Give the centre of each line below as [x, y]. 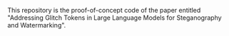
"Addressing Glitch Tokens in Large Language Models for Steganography [115, 18]
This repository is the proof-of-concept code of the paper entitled [104, 10]
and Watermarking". [37, 25]
